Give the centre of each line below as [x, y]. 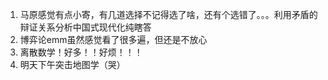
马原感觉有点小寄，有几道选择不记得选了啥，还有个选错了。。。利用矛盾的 [168, 14]
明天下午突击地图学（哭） [72, 64]
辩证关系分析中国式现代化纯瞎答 [85, 27]
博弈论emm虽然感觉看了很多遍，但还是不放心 [113, 39]
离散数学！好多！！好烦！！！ [81, 52]
